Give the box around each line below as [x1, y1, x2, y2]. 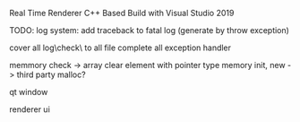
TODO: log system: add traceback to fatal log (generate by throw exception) [9, 25, 289, 35]
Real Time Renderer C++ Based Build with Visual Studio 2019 [9, 8, 235, 18]
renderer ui [9, 104, 51, 115]
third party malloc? [16, 69, 87, 80]
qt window [9, 87, 48, 97]
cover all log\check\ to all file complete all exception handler [9, 42, 231, 53]
